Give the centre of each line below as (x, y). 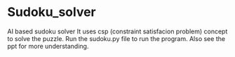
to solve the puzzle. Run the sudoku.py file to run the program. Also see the (116, 38)
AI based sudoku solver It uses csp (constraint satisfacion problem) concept (117, 31)
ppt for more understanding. (48, 46)
